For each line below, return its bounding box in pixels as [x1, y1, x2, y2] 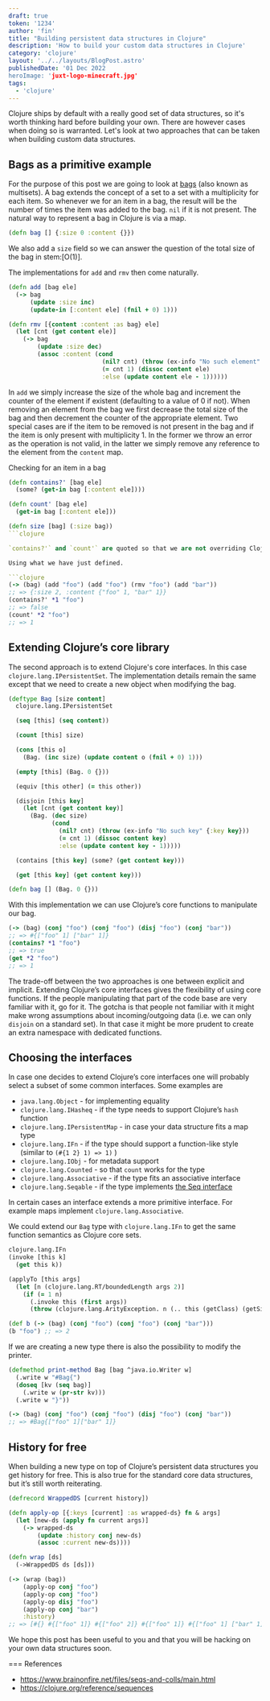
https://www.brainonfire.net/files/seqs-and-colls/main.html [19, 1674, 216, 1684]
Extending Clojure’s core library [8, 641, 170, 655]
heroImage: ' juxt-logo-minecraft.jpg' [8, 72, 138, 80]
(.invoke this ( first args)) [29, 1297, 128, 1306]
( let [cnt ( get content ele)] [15, 328, 117, 336]
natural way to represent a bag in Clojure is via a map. [8, 213, 187, 223]
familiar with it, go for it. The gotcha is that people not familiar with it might [8, 1002, 255, 1012]
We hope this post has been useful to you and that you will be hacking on [8, 1635, 252, 1645]
